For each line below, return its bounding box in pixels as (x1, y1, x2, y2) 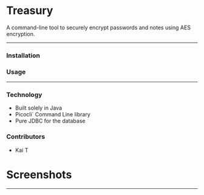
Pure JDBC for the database (15, 117, 86, 125)
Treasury (6, 4, 53, 18)
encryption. (6, 30, 35, 37)
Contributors (6, 132, 46, 141)
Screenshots (6, 168, 72, 182)
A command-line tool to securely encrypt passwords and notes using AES (6, 24, 191, 31)
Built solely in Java (15, 104, 63, 112)
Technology (6, 91, 42, 99)
